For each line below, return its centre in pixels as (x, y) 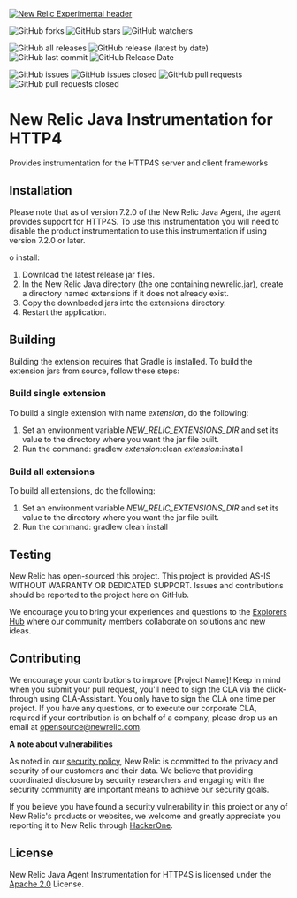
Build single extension (57, 394)
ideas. (20, 630)
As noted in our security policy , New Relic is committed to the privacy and (144, 761)
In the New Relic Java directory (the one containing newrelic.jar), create (152, 284)
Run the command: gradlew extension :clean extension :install (132, 449)
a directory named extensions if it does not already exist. (126, 293)
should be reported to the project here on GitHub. (99, 595)
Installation (41, 191)
